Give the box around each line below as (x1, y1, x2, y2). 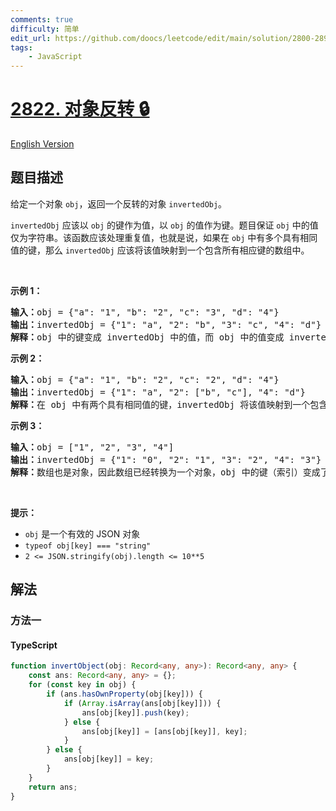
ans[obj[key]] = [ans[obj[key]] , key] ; (81, 726, 248, 736)
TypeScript (10, 639, 58, 651)
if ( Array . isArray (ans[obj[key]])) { (63, 698, 222, 708)
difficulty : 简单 (10, 24, 80, 34)
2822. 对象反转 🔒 (10, 98, 150, 121)
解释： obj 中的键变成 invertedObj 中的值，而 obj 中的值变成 (10, 331, 285, 343)
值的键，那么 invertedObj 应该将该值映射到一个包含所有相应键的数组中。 (10, 244, 310, 256)
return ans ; (28, 782, 78, 792)
